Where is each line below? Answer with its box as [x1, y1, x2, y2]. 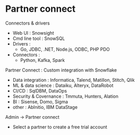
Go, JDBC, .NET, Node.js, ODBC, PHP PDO [20, 46, 110, 52]
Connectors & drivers [5, 20, 50, 26]
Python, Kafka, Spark [20, 57, 65, 63]
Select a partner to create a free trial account [12, 124, 107, 130]
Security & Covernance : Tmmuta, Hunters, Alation [12, 93, 119, 99]
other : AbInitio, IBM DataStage [12, 104, 78, 110]
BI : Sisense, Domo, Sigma [12, 98, 68, 105]
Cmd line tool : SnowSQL [12, 35, 65, 41]
